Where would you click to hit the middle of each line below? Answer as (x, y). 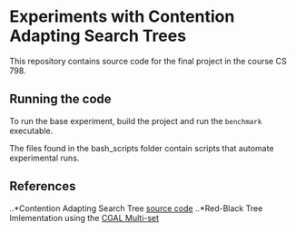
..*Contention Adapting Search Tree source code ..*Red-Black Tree (136, 208)
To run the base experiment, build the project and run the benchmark (136, 121)
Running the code (60, 99)
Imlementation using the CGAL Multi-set (84, 217)
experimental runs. (44, 158)
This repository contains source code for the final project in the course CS (148, 61)
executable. (31, 130)
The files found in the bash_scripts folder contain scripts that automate (142, 148)
